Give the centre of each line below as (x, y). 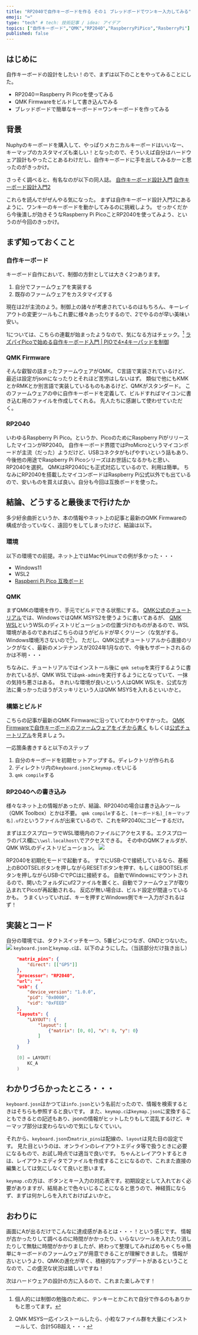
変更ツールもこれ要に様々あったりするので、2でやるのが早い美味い (108, 315)
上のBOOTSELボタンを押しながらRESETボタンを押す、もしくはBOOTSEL (95, 868)
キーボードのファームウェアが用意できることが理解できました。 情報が (102, 1253)
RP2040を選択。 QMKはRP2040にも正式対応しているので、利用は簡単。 (94, 467)
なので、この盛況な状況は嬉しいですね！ (55, 1268)
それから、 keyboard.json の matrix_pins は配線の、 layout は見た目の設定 (92, 1139)
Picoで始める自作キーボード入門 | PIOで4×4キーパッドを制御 (95, 342)
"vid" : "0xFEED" (47, 1003)
